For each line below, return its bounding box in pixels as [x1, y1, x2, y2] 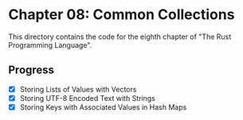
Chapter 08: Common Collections [8, 6, 235, 24]
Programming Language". [8, 40, 92, 49]
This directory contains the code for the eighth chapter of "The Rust [8, 32, 232, 41]
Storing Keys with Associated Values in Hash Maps [19, 102, 187, 112]
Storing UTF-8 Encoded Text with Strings [19, 93, 155, 103]
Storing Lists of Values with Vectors [19, 84, 137, 94]
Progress [8, 64, 54, 77]
